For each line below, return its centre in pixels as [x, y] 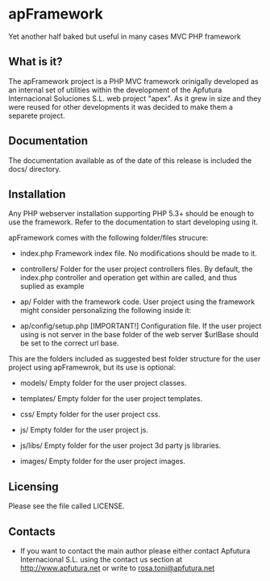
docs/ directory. [35, 169]
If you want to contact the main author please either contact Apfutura [135, 551]
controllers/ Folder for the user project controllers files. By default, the [136, 269]
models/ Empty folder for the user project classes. [103, 383]
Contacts [32, 531]
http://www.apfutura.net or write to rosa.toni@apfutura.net [117, 568]
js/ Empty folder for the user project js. [84, 430]
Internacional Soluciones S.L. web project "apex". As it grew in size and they [135, 98]
